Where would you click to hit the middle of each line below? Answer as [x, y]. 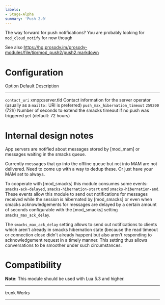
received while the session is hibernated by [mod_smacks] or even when [79, 200]
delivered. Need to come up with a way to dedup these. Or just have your [79, 169]
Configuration [34, 72]
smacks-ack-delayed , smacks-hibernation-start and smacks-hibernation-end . [82, 189]
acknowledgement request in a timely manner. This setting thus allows [76, 240]
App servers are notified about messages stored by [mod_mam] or [72, 149]
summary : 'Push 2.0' [26, 19]
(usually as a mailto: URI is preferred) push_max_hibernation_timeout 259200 [82, 105]
